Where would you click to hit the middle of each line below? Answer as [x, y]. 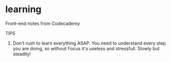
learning [24, 9]
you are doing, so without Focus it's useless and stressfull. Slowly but [86, 48]
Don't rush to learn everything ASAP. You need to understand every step [89, 43]
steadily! [22, 54]
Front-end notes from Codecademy [43, 23]
